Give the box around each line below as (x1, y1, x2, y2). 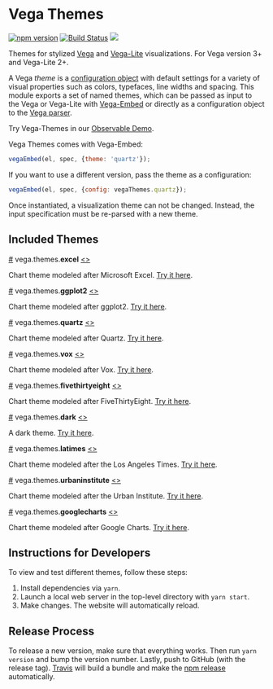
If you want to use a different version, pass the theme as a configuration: (8, 169, 252, 179)
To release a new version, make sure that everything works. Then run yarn (8, 646, 258, 656)
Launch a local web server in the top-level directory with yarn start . (19, 592, 250, 602)
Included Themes (8, 233, 99, 247)
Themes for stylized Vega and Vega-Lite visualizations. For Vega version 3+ (8, 48, 262, 58)
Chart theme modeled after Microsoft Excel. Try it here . (8, 270, 193, 279)
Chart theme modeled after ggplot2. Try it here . (8, 301, 167, 311)
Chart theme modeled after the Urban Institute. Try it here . (8, 490, 204, 501)
